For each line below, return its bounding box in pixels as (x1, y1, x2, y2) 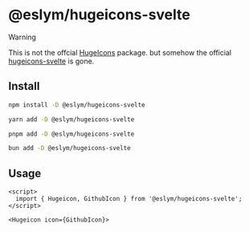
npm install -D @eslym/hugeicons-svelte (8, 100, 146, 109)
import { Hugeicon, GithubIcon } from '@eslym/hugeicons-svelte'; (15, 195, 243, 203)
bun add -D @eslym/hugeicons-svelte (8, 144, 131, 153)
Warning (8, 32, 36, 42)
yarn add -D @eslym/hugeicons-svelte (8, 115, 135, 124)
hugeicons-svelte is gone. (8, 56, 95, 66)
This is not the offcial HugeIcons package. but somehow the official (8, 47, 231, 57)
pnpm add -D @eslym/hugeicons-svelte (8, 130, 135, 138)
